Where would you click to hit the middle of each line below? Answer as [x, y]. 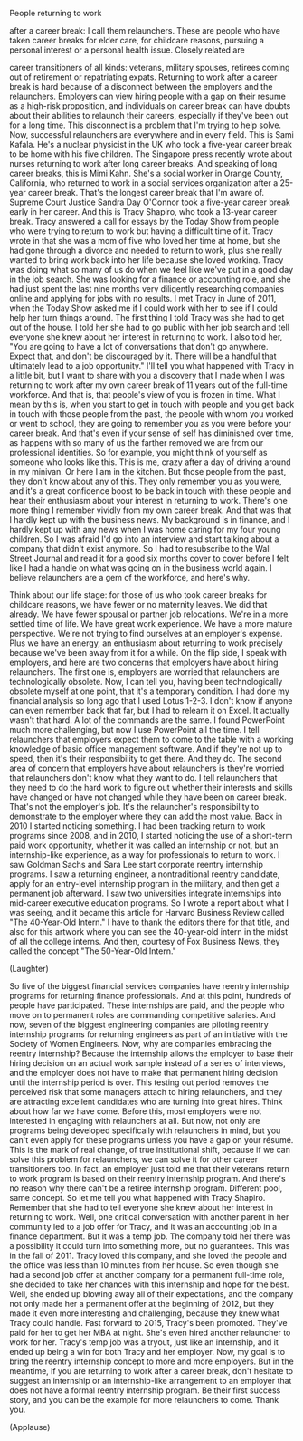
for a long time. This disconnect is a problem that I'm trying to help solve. [146, 125]
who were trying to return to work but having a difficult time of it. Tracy [142, 231]
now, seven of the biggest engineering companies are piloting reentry [139, 1024]
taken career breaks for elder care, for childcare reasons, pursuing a [137, 40]
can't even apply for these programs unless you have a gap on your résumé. [151, 1140]
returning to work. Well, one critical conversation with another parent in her [149, 1217]
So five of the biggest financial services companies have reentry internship [149, 986]
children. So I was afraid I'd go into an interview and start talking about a [144, 539]
